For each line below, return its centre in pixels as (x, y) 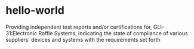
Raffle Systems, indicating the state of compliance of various (113, 33)
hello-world (35, 10)
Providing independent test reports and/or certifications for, (79, 27)
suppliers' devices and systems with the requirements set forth (83, 39)
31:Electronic (21, 33)
